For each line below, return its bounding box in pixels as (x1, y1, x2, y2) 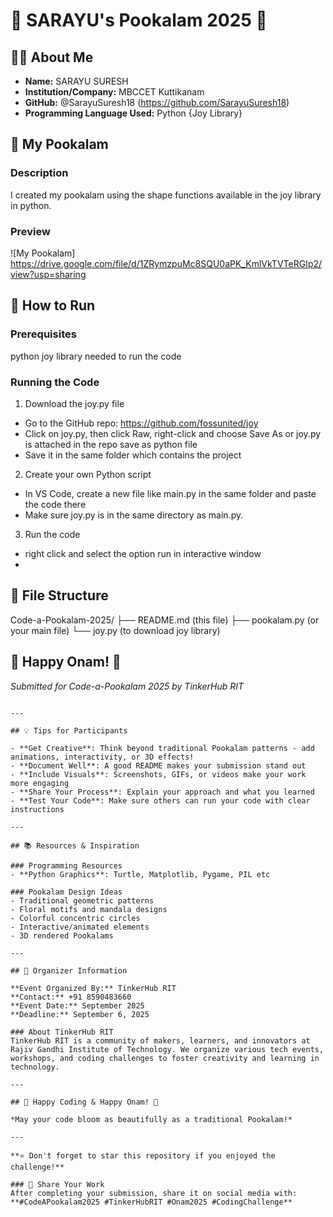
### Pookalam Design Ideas (10, 887, 123, 897)
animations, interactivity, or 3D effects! (10, 752, 195, 762)
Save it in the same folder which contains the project (24, 449, 242, 461)
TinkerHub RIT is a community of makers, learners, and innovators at (10, 1035, 311, 1046)
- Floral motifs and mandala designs (10, 904, 168, 914)
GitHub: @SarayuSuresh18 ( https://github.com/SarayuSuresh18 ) (24, 97, 290, 108)
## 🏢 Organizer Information (10, 965, 128, 976)
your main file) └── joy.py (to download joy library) (10, 624, 221, 636)
